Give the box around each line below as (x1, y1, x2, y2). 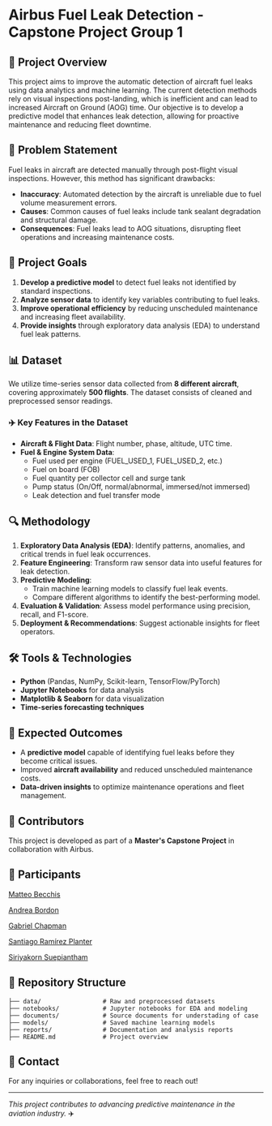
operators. (19, 626, 55, 636)
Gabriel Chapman (8, 921, 67, 930)
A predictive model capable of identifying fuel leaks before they (19, 748, 235, 758)
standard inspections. (19, 286, 93, 295)
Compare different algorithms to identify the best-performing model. (32, 592, 261, 602)
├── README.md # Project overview (8, 1033, 168, 1041)
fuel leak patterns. (19, 329, 81, 338)
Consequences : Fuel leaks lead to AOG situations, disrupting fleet (19, 223, 241, 233)
